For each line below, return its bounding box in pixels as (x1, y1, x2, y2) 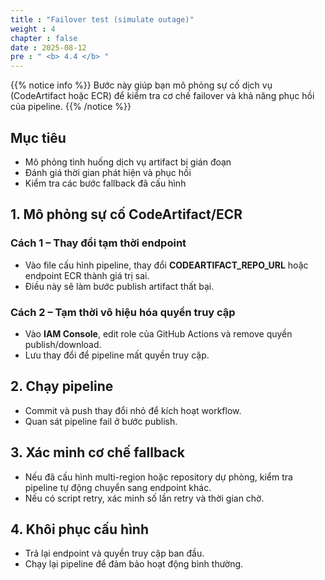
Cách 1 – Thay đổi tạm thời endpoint (10, 236, 187, 250)
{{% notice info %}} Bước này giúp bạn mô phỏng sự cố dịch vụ (10, 79, 273, 91)
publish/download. (24, 338, 102, 350)
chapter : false (10, 33, 78, 43)
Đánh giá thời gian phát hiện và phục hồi (24, 166, 192, 178)
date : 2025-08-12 (10, 42, 87, 53)
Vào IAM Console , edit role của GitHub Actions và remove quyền (24, 327, 293, 340)
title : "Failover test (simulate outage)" (10, 14, 195, 25)
